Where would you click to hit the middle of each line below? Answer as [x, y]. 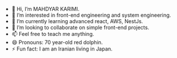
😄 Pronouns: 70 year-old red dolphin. [57, 42]
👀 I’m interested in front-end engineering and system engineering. [91, 15]
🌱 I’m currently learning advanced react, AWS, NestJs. [77, 21]
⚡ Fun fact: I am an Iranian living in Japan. [62, 49]
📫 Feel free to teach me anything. [53, 34]
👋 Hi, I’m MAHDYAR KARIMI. [45, 9]
